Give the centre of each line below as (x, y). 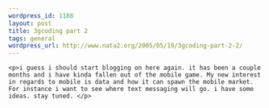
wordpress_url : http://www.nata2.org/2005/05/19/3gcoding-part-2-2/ (126, 46)
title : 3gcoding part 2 (48, 31)
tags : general (32, 38)
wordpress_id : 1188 (41, 16)
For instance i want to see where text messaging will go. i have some (131, 89)
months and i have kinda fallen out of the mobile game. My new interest (135, 75)
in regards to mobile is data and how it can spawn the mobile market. (131, 82)
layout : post (30, 23)
